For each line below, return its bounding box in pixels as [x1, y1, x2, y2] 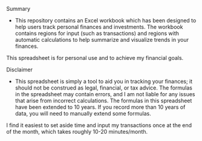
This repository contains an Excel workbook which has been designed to [15, 17, 197, 24]
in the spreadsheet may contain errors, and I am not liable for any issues [15, 91, 195, 97]
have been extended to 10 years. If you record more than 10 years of [15, 103, 186, 111]
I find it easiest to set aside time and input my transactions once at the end [6, 122, 192, 129]
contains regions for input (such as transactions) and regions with [15, 30, 180, 37]
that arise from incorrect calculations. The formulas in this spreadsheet [15, 97, 192, 104]
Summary [6, 5, 31, 12]
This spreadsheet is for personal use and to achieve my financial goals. [6, 54, 184, 61]
